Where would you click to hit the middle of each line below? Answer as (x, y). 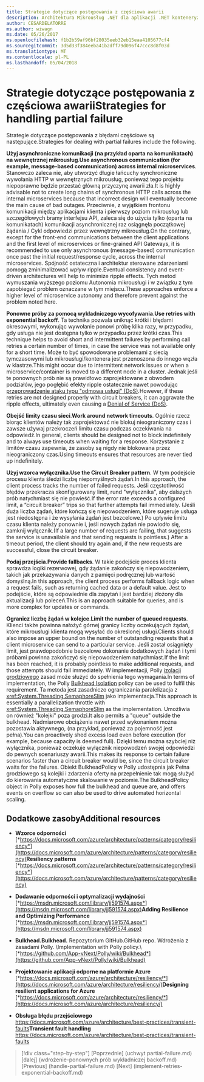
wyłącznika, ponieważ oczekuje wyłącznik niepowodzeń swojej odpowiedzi (101, 748)
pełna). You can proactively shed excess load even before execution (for (96, 735)
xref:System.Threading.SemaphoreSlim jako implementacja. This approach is (102, 696)
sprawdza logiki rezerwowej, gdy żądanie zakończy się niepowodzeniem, (98, 568)
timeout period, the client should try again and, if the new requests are (94, 543)
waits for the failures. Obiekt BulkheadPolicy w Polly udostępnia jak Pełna (98, 767)
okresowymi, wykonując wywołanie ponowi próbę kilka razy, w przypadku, (100, 327)
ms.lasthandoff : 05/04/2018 (42, 63)
